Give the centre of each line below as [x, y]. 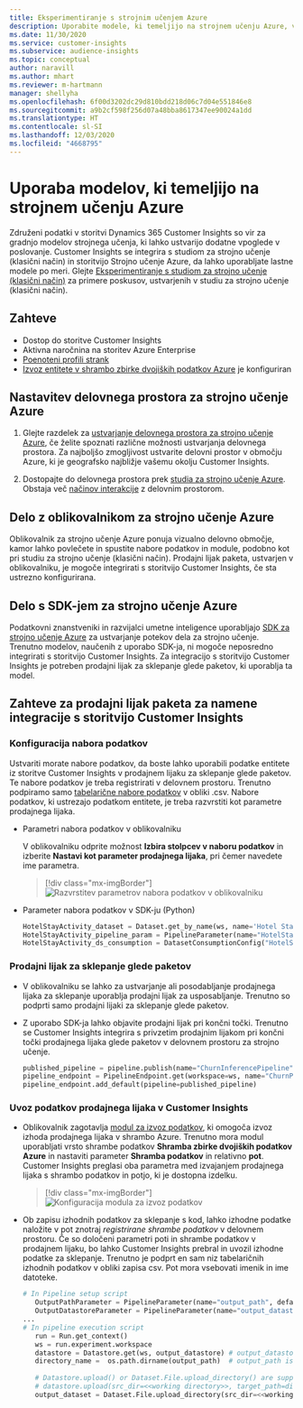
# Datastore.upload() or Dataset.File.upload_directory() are [154, 1378]
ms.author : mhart [42, 77]
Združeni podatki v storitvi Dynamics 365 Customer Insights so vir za [138, 232]
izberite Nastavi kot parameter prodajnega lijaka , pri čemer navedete [152, 856]
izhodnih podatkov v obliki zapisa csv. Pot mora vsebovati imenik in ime [155, 1268]
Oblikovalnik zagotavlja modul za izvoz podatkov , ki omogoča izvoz [147, 1127]
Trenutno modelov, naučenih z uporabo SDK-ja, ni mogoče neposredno [141, 646]
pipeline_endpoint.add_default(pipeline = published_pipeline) [140, 1085]
